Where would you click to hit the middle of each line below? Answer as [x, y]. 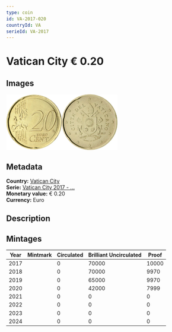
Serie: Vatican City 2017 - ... [41, 188]
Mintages [24, 238]
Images [20, 83]
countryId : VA [24, 25]
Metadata [24, 167]
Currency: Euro [25, 200]
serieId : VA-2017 [28, 31]
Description [28, 219]
